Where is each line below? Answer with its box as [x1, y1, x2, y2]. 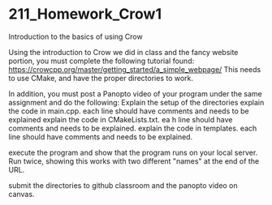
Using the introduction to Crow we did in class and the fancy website [8, 47, 239, 57]
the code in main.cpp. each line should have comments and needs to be [8, 106, 249, 116]
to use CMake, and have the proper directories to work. [8, 73, 193, 83]
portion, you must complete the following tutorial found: [8, 56, 195, 66]
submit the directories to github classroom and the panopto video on [8, 180, 238, 190]
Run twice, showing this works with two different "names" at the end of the [8, 156, 260, 166]
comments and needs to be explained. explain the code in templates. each [8, 123, 257, 133]
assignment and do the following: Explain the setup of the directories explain [8, 97, 265, 107]
